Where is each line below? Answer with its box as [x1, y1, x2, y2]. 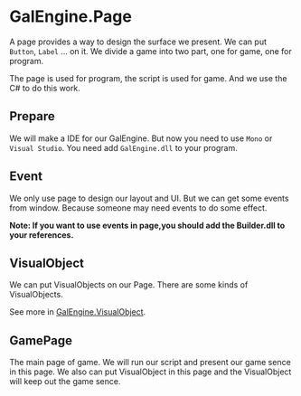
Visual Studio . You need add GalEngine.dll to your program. [9, 142, 238, 153]
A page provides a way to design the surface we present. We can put [9, 36, 268, 47]
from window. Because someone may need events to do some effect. [9, 202, 268, 213]
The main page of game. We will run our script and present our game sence [9, 357, 291, 368]
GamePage [9, 333, 72, 348]
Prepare [9, 108, 56, 124]
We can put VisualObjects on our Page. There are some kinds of [9, 279, 249, 290]
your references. [9, 229, 74, 240]
